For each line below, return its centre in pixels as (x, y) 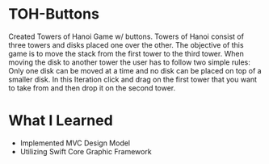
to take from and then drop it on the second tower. (92, 88)
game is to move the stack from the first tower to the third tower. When (126, 53)
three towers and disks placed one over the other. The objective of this (126, 44)
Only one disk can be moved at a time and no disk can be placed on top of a (135, 70)
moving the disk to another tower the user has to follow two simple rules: (129, 62)
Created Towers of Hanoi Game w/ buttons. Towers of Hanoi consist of (126, 36)
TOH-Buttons (54, 14)
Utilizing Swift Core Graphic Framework (86, 151)
